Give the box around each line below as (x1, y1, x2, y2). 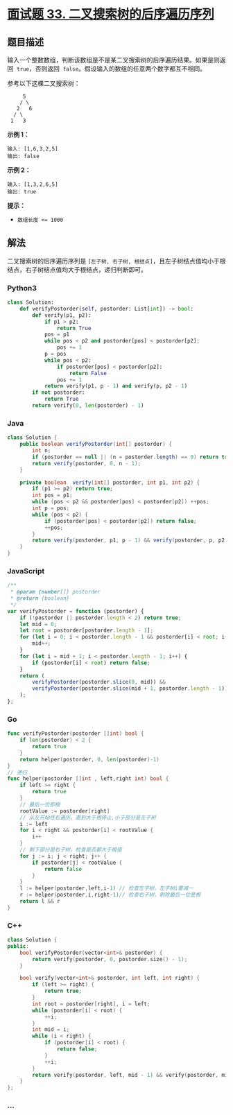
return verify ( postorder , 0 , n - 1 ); (32, 460, 141, 467)
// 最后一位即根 (19, 801, 60, 808)
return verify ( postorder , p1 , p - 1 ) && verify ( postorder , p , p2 (32, 537, 225, 544)
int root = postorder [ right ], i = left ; (32, 1000, 150, 1008)
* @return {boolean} (10, 595, 70, 602)
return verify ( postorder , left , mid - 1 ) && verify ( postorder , (32, 1071, 218, 1078)
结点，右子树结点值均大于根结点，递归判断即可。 (7, 265, 147, 274)
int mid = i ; (32, 1026, 70, 1033)
